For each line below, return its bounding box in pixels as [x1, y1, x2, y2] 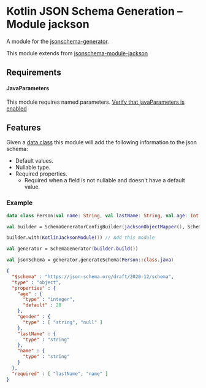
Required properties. [15, 170, 67, 177]
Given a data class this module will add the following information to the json [6, 139, 197, 146]
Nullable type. [15, 164, 51, 171]
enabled [6, 104, 27, 112]
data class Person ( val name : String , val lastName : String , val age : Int [6, 212, 199, 219]
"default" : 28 [22, 302, 62, 308]
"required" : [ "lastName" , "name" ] [12, 370, 109, 377]
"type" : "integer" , [22, 297, 75, 303]
